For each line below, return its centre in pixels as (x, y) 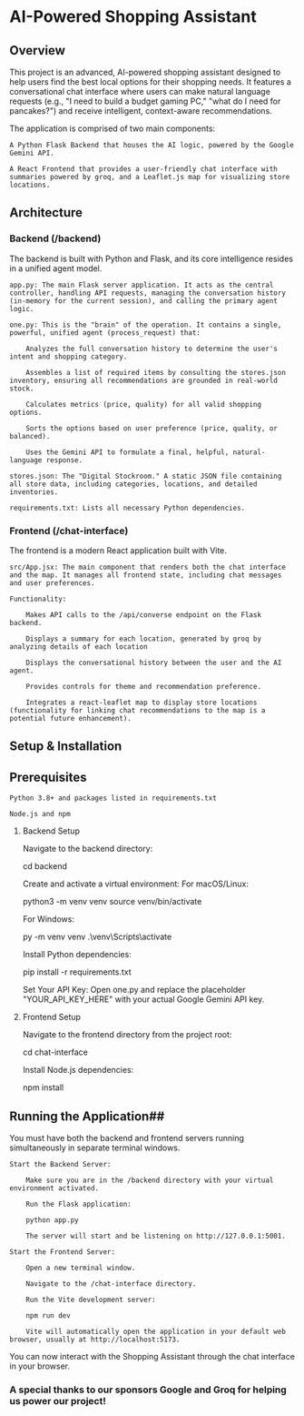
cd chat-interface (55, 1052)
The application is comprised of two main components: (113, 128)
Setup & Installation (66, 747)
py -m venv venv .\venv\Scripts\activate (97, 937)
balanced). (30, 436)
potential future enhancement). (70, 718)
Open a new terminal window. (81, 1268)
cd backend (45, 866)
